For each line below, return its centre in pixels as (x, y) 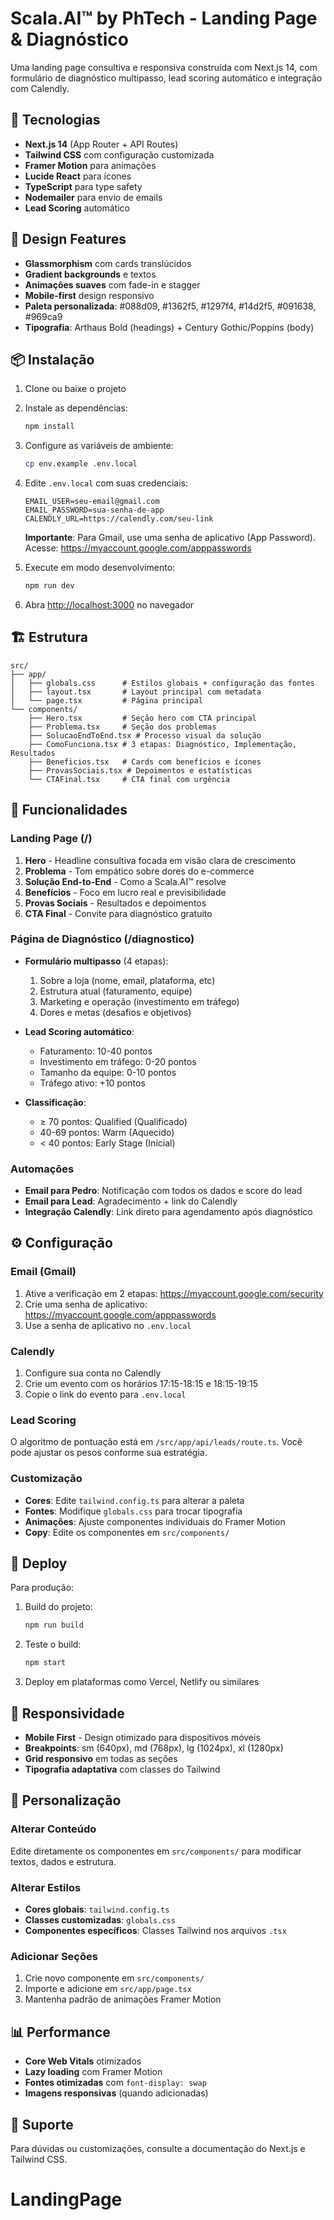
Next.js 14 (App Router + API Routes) (101, 144)
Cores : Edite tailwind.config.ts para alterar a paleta (134, 1500)
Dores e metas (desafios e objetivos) (115, 1012)
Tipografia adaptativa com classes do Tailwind (122, 1769)
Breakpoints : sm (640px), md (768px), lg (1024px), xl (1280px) (154, 1748)
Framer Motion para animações (90, 165)
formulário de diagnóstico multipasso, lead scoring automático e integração (166, 78)
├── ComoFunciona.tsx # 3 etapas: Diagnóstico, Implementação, (163, 744)
